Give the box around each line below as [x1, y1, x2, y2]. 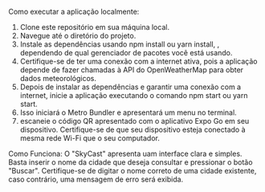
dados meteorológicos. [19, 74, 96, 83]
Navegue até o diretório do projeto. [19, 31, 137, 40]
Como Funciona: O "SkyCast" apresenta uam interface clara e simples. [8, 149, 243, 158]
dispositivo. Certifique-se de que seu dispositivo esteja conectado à [19, 125, 247, 134]
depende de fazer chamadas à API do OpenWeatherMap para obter [19, 65, 243, 75]
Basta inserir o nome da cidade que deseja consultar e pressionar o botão [8, 157, 253, 167]
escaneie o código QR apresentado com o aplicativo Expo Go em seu [19, 116, 250, 125]
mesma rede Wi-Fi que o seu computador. [19, 133, 161, 143]
